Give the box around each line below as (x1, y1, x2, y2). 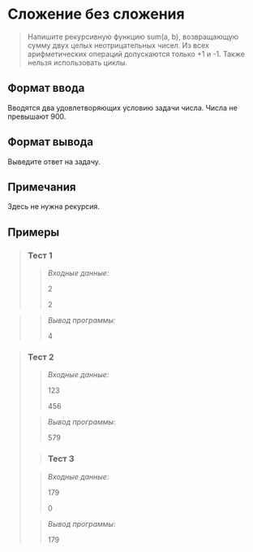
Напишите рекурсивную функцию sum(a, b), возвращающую (27, 32, 239, 41)
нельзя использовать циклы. (27, 58, 127, 67)
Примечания (7, 180, 76, 193)
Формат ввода (7, 81, 85, 95)
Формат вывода (7, 135, 94, 149)
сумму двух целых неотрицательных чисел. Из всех (27, 40, 210, 50)
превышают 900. (7, 111, 66, 121)
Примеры (7, 225, 60, 239)
